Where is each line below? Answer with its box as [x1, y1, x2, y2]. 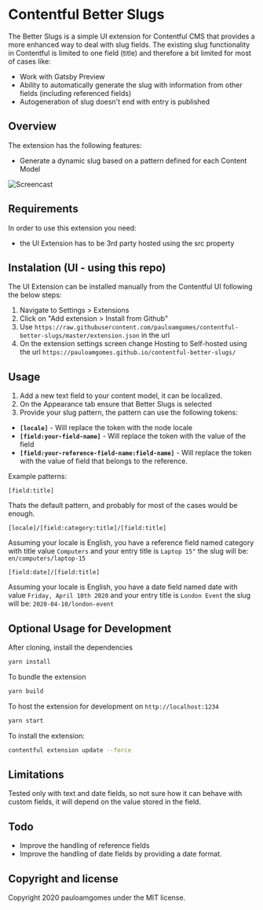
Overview [8, 120, 57, 133]
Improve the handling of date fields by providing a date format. [19, 849, 222, 859]
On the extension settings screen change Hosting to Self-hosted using [19, 339, 247, 348]
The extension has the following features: [8, 140, 143, 150]
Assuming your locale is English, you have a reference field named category [8, 538, 254, 547]
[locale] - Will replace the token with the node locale [19, 423, 193, 433]
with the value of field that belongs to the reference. [19, 456, 188, 466]
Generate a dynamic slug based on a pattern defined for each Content [19, 156, 247, 165]
